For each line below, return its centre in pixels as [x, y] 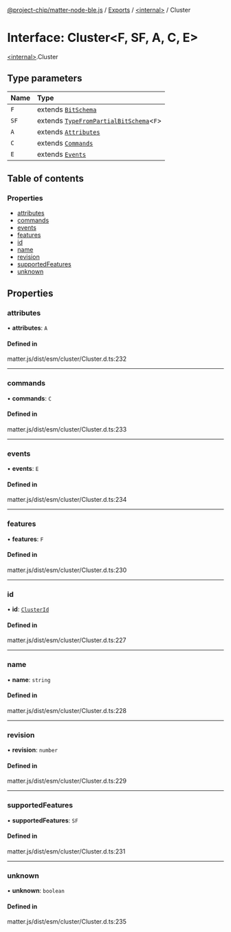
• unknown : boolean [36, 891]
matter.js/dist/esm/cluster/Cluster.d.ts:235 [67, 922]
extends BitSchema [67, 109]
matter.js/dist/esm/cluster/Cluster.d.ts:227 [67, 640]
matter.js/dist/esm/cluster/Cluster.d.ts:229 [67, 781]
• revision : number [33, 750]
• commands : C [29, 398]
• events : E [23, 469]
